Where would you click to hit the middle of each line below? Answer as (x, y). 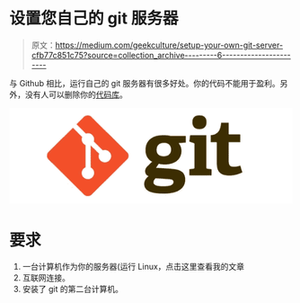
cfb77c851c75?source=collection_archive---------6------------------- (161, 55)
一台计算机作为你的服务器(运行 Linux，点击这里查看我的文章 (133, 267)
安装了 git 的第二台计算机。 (73, 290)
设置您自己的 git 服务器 (94, 18)
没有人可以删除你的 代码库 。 (76, 94)
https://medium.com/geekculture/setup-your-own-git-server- (169, 45)
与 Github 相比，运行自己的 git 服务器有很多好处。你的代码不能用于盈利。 (145, 83)
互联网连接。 (46, 278)
